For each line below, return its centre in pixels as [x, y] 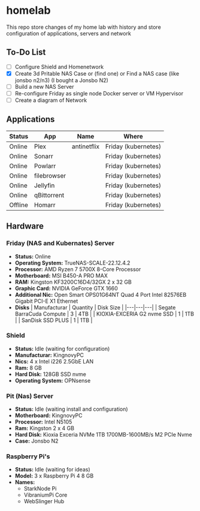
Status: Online [33, 256]
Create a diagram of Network [51, 100]
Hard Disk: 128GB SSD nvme [51, 374]
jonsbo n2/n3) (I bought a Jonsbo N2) [62, 80]
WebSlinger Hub [44, 501]
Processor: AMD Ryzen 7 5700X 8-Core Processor [78, 269]
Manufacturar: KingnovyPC [49, 355]
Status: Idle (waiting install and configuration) [71, 409]
